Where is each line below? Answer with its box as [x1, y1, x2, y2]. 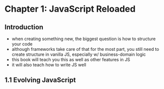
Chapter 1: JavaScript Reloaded [4, 3, 136, 15]
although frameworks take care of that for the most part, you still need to [11, 46, 159, 52]
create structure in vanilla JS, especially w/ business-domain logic [11, 51, 146, 57]
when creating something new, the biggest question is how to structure [11, 36, 156, 42]
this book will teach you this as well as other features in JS [11, 57, 131, 62]
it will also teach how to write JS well [11, 62, 86, 67]
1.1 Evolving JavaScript [4, 76, 76, 84]
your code [11, 41, 33, 47]
